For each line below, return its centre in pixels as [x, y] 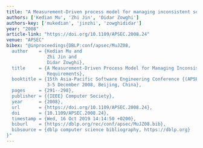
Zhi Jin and [62, 57]
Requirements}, [66, 74]
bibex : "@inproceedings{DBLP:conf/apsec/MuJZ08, [69, 46]
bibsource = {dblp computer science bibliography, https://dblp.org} [101, 130]
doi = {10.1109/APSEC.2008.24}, [61, 113]
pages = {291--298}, [43, 91]
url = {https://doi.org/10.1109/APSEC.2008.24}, [82, 107]
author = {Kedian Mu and [47, 51]
